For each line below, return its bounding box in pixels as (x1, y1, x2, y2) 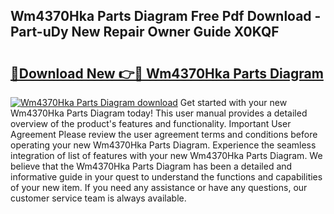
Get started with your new (179, 97, 288, 108)
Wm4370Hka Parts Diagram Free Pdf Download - (10, 8, 322, 25)
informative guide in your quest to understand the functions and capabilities (10, 171, 323, 183)
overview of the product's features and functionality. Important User (10, 118, 292, 129)
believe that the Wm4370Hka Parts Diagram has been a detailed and (10, 160, 293, 172)
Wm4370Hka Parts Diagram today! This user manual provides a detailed (10, 107, 308, 119)
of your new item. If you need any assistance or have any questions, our (10, 182, 308, 193)
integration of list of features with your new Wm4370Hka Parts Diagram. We (10, 150, 323, 161)
